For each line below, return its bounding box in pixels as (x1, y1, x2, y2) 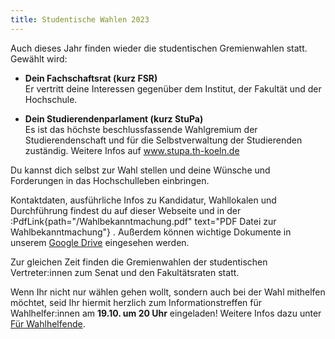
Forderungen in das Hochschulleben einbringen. (10, 174, 210, 186)
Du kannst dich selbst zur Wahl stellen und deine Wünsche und (10, 164, 271, 176)
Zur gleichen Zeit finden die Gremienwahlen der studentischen (10, 256, 268, 268)
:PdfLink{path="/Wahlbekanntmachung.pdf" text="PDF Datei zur (10, 215, 277, 227)
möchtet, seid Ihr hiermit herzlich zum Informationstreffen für (10, 296, 263, 308)
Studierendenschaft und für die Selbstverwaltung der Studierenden (24, 134, 303, 146)
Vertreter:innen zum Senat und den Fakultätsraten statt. (10, 266, 240, 278)
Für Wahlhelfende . (10, 317, 86, 330)
